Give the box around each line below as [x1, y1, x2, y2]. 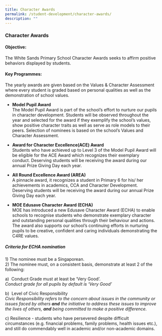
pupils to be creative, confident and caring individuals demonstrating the [12, 227, 158, 233]
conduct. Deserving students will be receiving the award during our [12, 157, 147, 163]
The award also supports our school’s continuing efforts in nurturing [12, 223, 148, 228]
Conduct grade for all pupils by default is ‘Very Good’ [5, 281, 113, 287]
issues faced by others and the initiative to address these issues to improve [5, 301, 157, 306]
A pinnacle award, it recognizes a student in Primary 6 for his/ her [12, 177, 144, 183]
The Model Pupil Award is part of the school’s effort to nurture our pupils [12, 107, 157, 112]
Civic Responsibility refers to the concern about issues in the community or [5, 295, 156, 301]
